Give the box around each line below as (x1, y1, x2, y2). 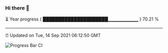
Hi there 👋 (5, 4, 30, 11)
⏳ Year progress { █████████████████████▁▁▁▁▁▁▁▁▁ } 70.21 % (5, 16, 159, 22)
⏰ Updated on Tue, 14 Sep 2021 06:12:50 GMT (5, 32, 101, 38)
